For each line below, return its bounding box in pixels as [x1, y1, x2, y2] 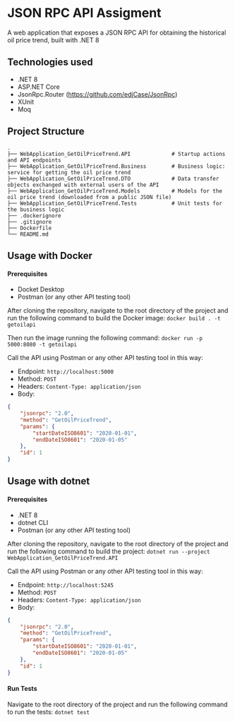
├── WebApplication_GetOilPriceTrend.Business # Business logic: [7, 162, 226, 170]
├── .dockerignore [7, 212, 61, 219]
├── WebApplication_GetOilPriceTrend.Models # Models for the [7, 187, 222, 195]
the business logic [7, 206, 65, 213]
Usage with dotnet [7, 475, 90, 488]
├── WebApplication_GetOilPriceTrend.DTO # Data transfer [7, 175, 219, 182]
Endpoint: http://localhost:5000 [17, 367, 114, 375]
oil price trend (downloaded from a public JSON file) [7, 193, 172, 200]
